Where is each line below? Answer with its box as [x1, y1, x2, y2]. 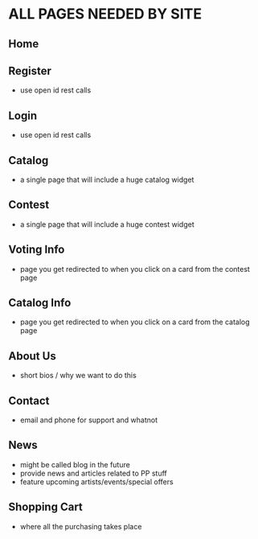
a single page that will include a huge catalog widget [19, 175, 195, 185]
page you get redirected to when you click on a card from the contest [19, 264, 251, 274]
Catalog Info [8, 296, 72, 310]
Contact [8, 393, 50, 407]
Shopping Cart [8, 500, 83, 514]
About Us [8, 349, 56, 363]
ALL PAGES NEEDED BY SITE [8, 5, 203, 23]
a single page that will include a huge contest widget [19, 219, 195, 229]
